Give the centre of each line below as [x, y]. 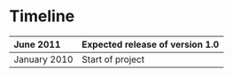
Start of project [113, 59]
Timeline [42, 16]
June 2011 [37, 44]
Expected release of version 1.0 [151, 44]
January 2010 [43, 59]
